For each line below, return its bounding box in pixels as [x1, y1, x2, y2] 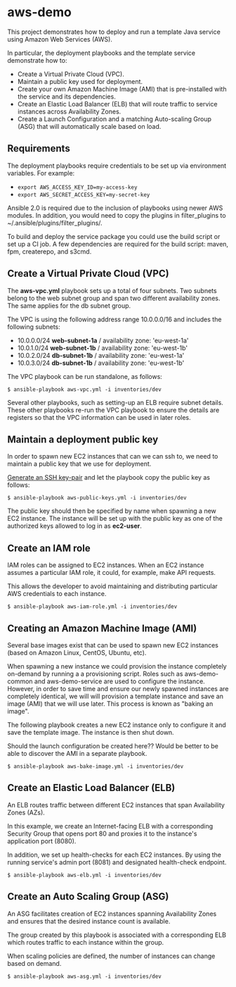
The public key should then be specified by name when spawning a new [7, 507, 216, 515]
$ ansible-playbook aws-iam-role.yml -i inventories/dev [7, 603, 178, 610]
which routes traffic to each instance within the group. [7, 938, 164, 946]
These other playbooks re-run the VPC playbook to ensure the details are [7, 406, 220, 414]
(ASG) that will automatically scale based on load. [17, 122, 162, 130]
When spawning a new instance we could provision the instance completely [7, 662, 227, 670]
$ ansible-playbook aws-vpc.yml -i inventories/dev [7, 385, 162, 393]
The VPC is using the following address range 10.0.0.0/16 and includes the [7, 315, 222, 323]
